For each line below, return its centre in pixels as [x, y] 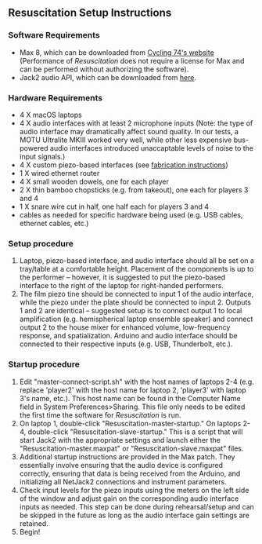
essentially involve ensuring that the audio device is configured [121, 465]
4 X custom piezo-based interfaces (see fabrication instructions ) [124, 165]
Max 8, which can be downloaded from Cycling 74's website [117, 52]
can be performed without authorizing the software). [104, 69]
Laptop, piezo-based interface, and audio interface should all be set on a [136, 261]
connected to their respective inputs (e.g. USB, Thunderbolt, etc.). [126, 344]
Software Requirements [54, 35]
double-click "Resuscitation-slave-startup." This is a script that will [135, 432]
